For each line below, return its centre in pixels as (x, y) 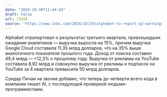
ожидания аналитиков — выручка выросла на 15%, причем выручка (78, 43)
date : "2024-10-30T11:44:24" (35, 10)
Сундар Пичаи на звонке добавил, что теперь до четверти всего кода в (81, 79)
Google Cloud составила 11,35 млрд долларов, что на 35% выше (73, 48)
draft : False (19, 14)
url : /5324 (16, 19)
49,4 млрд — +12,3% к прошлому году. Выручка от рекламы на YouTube (82, 59)
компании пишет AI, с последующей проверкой (56, 84)
